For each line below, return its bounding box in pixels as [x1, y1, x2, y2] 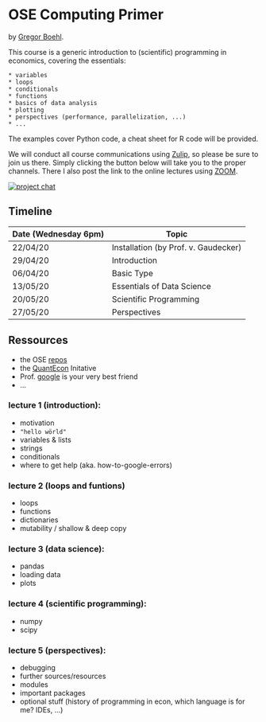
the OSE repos [19, 354, 67, 364]
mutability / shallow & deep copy [19, 524, 127, 533]
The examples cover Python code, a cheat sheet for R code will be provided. [8, 134, 259, 143]
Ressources [8, 334, 69, 347]
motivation [19, 418, 55, 427]
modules [19, 680, 49, 689]
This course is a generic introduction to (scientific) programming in [8, 47, 227, 57]
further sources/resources [19, 671, 106, 681]
